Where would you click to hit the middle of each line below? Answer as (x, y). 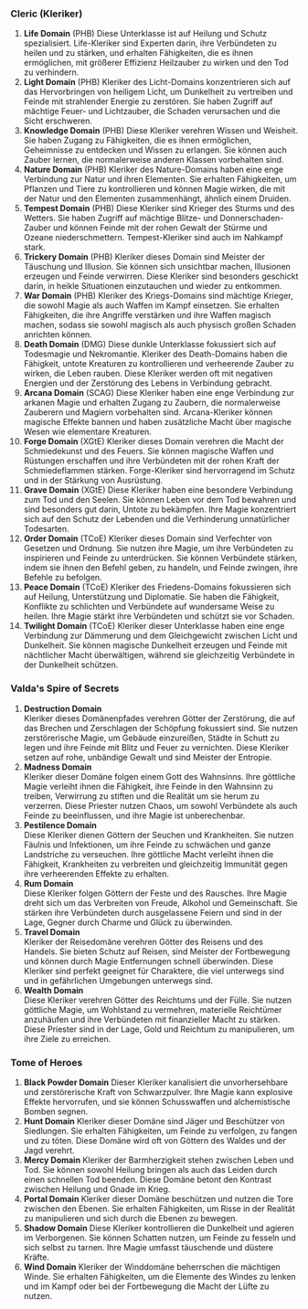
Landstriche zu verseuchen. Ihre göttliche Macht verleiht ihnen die (149, 854)
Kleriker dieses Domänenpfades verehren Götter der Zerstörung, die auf (159, 718)
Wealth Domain (53, 990)
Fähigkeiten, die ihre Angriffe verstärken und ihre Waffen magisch (147, 315)
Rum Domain (48, 883)
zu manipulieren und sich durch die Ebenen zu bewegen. (131, 1218)
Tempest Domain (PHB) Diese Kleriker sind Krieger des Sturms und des (159, 208)
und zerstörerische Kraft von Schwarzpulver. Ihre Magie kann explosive (158, 1091)
